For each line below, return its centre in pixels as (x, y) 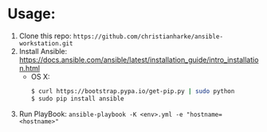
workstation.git (46, 43)
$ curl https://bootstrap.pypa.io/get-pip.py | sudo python (133, 91)
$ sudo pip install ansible (77, 99)
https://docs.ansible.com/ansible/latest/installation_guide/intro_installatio (139, 60)
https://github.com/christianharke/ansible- (148, 37)
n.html (29, 68)
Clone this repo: (45, 36)
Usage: (32, 14)
